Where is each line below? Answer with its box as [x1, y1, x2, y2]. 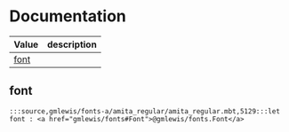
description [47, 38, 98, 50]
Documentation [9, 6, 127, 27]
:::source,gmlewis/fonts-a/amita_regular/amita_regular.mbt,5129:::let [9, 106, 280, 116]
